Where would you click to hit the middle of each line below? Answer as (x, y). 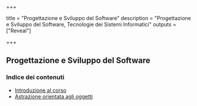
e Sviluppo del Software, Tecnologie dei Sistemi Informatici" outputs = (91, 24)
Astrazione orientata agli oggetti (54, 96)
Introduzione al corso (40, 90)
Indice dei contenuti (35, 77)
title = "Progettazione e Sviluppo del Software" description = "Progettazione (98, 18)
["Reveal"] (19, 31)
